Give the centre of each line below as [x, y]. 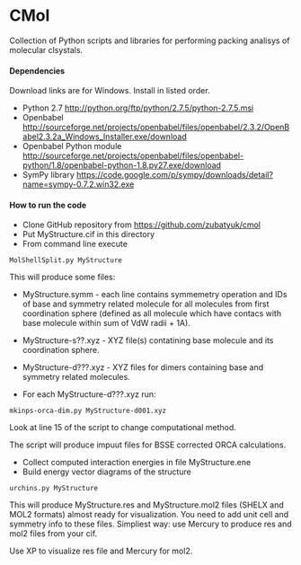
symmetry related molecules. [76, 377]
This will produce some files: [62, 277]
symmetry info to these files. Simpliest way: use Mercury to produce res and [150, 524]
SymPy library [48, 175]
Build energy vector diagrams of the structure [106, 472]
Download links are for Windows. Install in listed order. [110, 91]
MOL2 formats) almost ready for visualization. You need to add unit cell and [149, 515]
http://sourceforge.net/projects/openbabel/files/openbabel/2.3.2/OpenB [156, 128]
